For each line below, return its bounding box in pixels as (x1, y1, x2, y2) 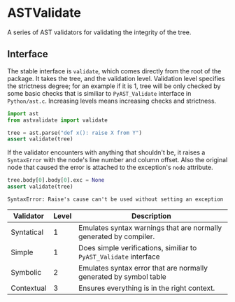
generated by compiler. (78, 232, 155, 241)
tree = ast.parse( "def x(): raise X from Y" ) (7, 129, 142, 136)
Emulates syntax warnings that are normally (78, 223, 222, 232)
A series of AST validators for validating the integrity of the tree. (7, 28, 192, 36)
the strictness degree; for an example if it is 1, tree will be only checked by (7, 82, 221, 90)
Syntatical (10, 227, 44, 237)
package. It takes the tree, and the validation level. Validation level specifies (7, 74, 225, 82)
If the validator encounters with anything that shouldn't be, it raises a (7, 148, 206, 157)
